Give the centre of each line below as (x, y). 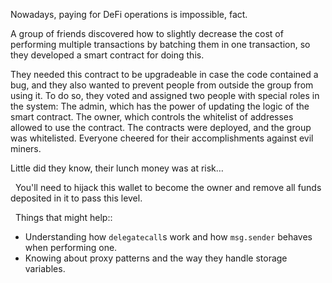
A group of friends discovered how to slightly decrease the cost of (147, 33)
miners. (26, 148)
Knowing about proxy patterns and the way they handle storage (156, 258)
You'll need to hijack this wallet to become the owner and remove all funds (168, 187)
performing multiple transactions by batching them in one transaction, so (160, 44)
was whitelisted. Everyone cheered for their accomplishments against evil (162, 138)
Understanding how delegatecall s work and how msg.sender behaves (168, 237)
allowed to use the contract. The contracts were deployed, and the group (161, 127)
